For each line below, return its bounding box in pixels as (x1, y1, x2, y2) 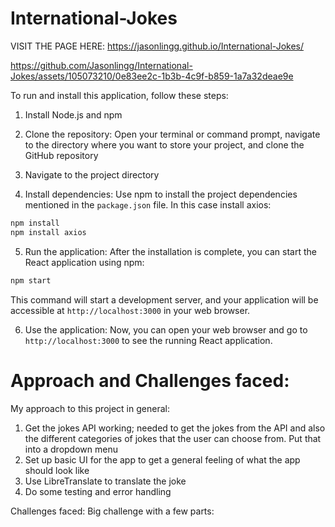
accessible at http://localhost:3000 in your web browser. (10, 304, 251, 316)
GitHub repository (24, 149, 99, 161)
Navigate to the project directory (24, 168, 160, 181)
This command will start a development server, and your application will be (10, 293, 319, 306)
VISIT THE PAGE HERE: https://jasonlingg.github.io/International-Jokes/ (10, 40, 304, 52)
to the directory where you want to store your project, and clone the (24, 138, 305, 151)
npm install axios (10, 227, 87, 237)
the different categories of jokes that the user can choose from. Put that (24, 432, 322, 444)
